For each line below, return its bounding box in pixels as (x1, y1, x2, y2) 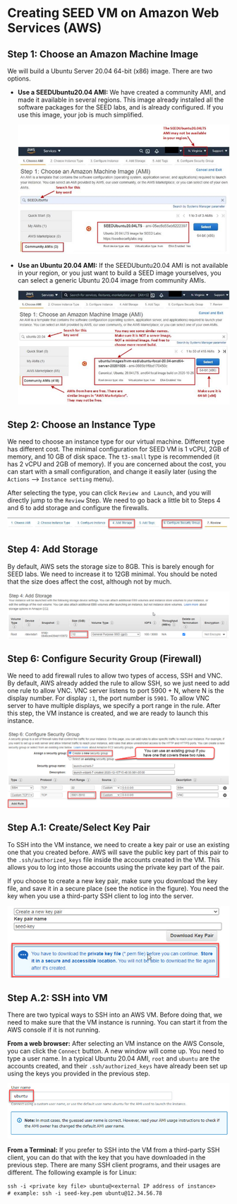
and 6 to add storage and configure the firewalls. (7, 504, 150, 512)
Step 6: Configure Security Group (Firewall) (7, 652, 202, 665)
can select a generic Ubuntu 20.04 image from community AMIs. (17, 276, 207, 284)
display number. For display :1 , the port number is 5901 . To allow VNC (7, 694, 210, 702)
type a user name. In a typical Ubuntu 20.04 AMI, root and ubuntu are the (7, 1054, 220, 1063)
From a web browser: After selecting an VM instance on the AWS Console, (7, 1039, 225, 1048)
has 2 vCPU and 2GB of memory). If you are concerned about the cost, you (7, 460, 226, 468)
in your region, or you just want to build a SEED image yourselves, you (17, 268, 221, 277)
